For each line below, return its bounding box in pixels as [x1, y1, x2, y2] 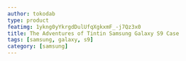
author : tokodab [7, 10, 55, 18]
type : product [7, 17, 50, 24]
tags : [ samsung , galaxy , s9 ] [7, 36, 94, 43]
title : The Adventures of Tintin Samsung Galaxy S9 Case [7, 29, 180, 37]
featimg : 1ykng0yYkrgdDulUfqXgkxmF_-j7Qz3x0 [7, 23, 141, 30]
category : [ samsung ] [7, 43, 69, 50]
